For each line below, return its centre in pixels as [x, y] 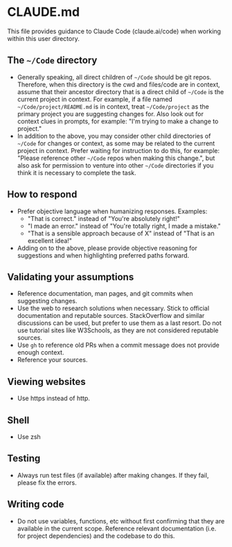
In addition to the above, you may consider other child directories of [114, 136]
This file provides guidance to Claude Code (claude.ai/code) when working [114, 31]
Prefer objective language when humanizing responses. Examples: [112, 211]
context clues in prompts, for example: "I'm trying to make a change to [118, 121]
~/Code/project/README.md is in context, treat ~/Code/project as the [113, 106]
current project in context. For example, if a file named [95, 99]
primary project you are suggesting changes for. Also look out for [110, 114]
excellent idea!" [50, 240]
